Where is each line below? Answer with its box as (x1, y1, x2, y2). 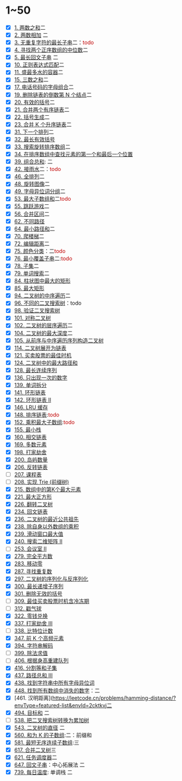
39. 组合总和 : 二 (14, 158, 53, 165)
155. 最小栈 (14, 426, 41, 434)
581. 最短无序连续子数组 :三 (14, 739, 79, 746)
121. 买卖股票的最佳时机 (14, 352, 72, 359)
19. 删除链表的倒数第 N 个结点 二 (14, 91, 92, 98)
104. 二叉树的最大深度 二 (14, 329, 73, 336)
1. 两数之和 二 (14, 24, 46, 31)
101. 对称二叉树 (14, 314, 51, 321)
